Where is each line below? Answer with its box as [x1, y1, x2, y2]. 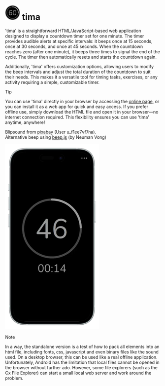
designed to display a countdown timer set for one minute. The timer [5, 33, 144, 39]
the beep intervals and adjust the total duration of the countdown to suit [5, 69, 151, 75]
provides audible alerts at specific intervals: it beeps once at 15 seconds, [5, 38, 153, 44]
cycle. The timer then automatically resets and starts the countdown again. [5, 54, 157, 60]
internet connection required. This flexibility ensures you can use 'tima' [5, 114, 149, 120]
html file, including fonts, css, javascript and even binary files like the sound [5, 348, 159, 355]
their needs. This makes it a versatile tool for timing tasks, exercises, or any [5, 74, 158, 80]
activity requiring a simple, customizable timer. [5, 79, 100, 85]
